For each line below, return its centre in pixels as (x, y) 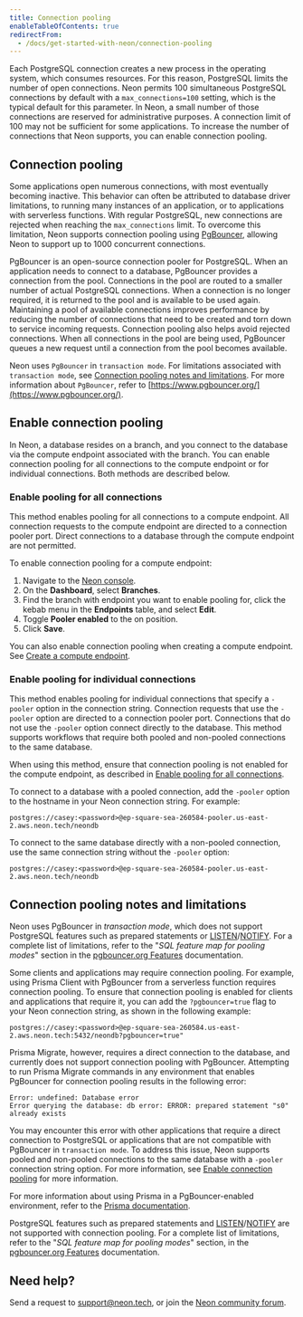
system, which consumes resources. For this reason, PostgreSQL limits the (149, 79)
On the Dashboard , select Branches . (91, 590)
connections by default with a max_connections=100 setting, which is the (142, 98)
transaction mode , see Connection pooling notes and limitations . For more (147, 376)
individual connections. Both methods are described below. (120, 473)
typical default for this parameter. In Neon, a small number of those (134, 107)
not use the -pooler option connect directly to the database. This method (146, 728)
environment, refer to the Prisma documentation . (100, 1206)
